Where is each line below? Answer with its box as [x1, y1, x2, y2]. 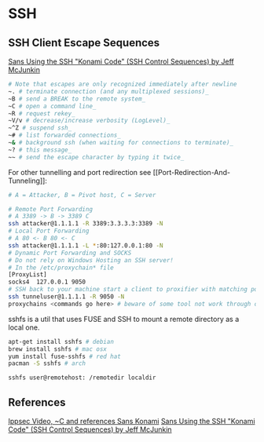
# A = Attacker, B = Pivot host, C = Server [8, 191, 156, 199]
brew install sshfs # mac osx [8, 345, 108, 353]
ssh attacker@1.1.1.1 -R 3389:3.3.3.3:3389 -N [8, 220, 163, 228]
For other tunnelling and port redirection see [8, 167, 152, 177]
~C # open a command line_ [8, 102, 97, 110]
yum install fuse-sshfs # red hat [8, 353, 122, 360]
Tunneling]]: [8, 176, 47, 185]
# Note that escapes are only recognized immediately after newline [8, 80, 237, 88]
